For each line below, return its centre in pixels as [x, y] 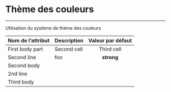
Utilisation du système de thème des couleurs [53, 28]
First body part [25, 49]
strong [110, 57]
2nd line [18, 73]
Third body [21, 82]
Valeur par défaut [110, 40]
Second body [24, 65]
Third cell [110, 49]
